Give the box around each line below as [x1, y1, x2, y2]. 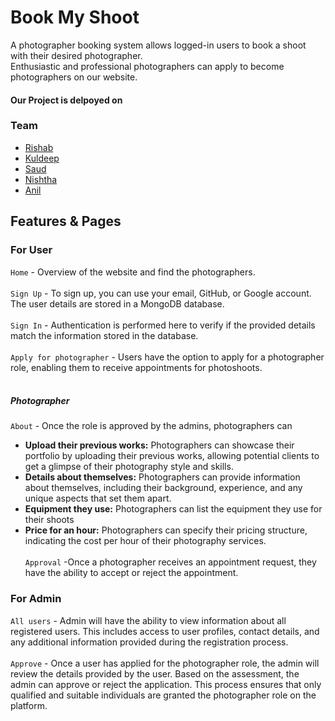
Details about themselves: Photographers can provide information [24, 471, 301, 483]
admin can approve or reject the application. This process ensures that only [10, 678, 322, 690]
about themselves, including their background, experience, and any [24, 482, 303, 494]
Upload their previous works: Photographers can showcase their [24, 439, 295, 451]
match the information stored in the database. [10, 329, 199, 341]
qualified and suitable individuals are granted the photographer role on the [10, 689, 317, 701]
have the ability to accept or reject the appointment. [24, 567, 239, 579]
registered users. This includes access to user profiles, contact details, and [10, 625, 320, 637]
